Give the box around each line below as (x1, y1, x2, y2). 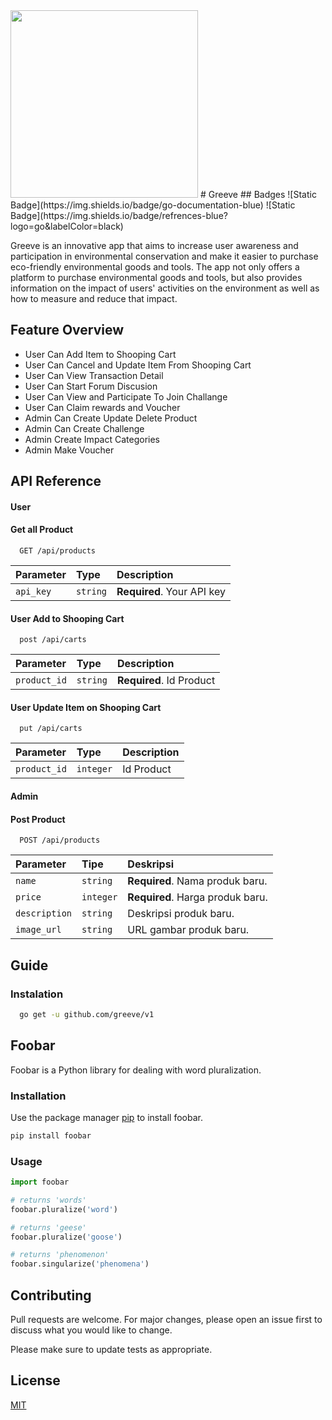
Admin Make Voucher (24, 444, 115, 456)
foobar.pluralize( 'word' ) (10, 1204, 118, 1214)
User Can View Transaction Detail (24, 369, 164, 381)
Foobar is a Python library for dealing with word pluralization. (10, 1064, 262, 1076)
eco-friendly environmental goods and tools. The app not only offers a (10, 261, 300, 273)
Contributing (10, 1287, 92, 1304)
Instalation (10, 987, 64, 1001)
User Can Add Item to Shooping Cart (24, 348, 177, 360)
